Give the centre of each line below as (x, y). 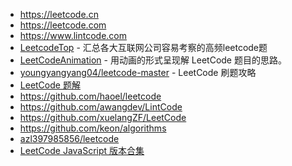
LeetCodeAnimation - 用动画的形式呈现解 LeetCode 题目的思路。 (153, 60)
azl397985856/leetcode (69, 138)
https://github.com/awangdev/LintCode (101, 107)
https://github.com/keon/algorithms (93, 128)
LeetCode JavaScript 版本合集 (82, 150)
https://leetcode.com (63, 25)
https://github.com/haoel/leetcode (90, 96)
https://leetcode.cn (59, 14)
